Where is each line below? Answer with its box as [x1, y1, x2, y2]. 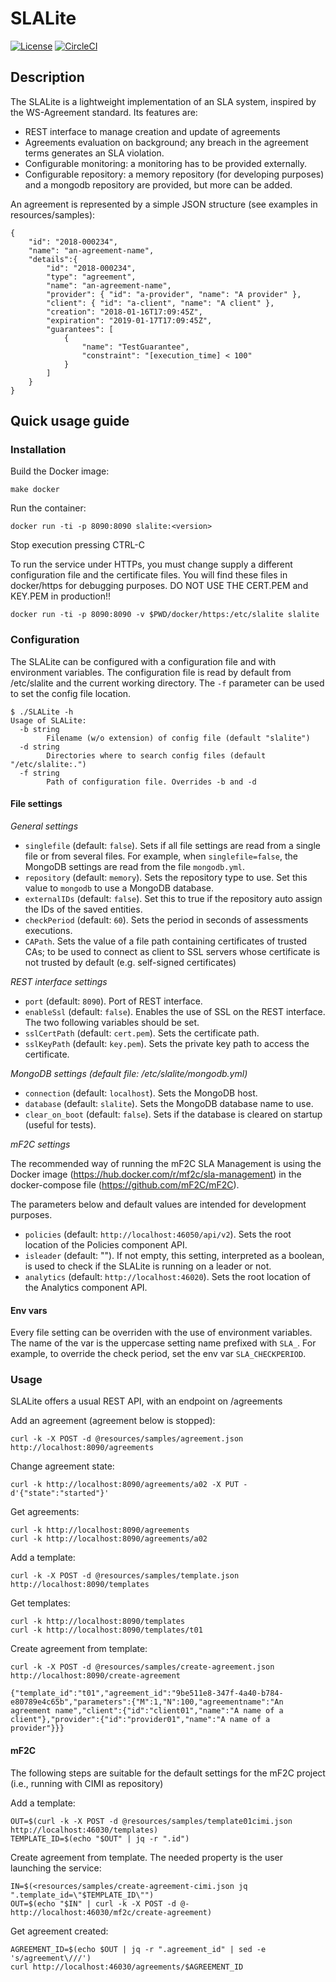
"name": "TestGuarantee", [81, 342, 190, 352]
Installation [10, 443, 67, 457]
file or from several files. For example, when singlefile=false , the [24, 850, 298, 862]
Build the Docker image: [10, 465, 110, 477]
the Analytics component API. [24, 1281, 148, 1293]
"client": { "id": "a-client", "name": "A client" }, [46, 298, 275, 308]
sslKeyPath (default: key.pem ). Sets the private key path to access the [24, 1037, 310, 1049]
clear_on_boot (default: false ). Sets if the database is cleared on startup [24, 1108, 323, 1120]
